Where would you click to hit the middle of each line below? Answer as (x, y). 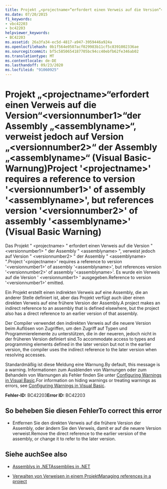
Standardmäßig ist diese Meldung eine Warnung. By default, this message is (83, 364)
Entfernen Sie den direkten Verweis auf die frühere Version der (77, 423)
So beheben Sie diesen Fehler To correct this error (83, 411)
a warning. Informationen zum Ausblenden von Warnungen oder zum (76, 370)
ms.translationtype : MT (30, 56)
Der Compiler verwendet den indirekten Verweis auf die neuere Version (78, 323)
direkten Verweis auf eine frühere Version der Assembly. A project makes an (83, 303)
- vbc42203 (16, 24)
